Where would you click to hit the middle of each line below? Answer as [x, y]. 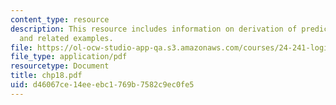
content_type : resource [60, 19]
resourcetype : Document [60, 66]
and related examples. [66, 38]
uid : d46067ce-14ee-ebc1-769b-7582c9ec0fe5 [102, 85]
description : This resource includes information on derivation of [154, 29]
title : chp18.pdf [46, 76]
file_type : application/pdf [69, 57]
